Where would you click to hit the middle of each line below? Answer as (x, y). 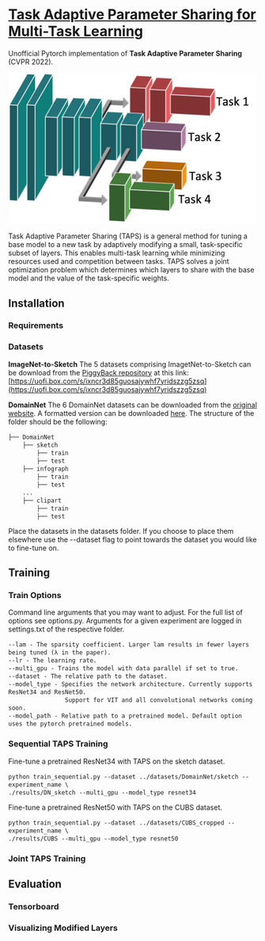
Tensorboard (34, 906)
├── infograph (45, 469)
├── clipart (42, 501)
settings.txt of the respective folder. (66, 629)
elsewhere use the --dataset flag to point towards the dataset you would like (132, 539)
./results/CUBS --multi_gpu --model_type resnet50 (93, 838)
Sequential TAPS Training (58, 744)
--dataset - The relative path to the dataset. (88, 676)
